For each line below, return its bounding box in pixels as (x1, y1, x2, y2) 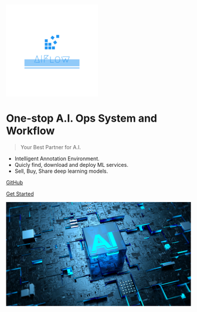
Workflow (6, 125, 55, 137)
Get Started (6, 190, 34, 197)
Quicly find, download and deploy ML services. (14, 161, 129, 168)
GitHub (6, 179, 23, 186)
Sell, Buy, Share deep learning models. (14, 167, 108, 175)
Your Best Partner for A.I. (20, 143, 81, 150)
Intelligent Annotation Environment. (14, 155, 100, 162)
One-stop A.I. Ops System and (6, 112, 157, 125)
